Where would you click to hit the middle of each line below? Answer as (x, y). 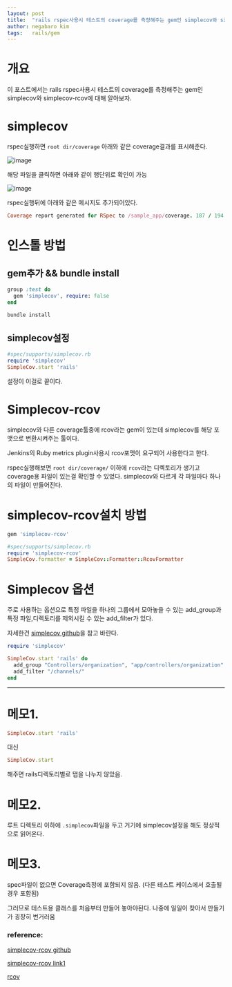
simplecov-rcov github (39, 950)
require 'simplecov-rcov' (44, 553)
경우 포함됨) (23, 893)
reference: (25, 935)
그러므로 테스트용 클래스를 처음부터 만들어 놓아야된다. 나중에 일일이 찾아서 (107, 908)
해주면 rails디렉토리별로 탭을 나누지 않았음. (65, 774)
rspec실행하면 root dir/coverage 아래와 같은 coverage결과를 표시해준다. (107, 146)
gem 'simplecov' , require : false (61, 296)
